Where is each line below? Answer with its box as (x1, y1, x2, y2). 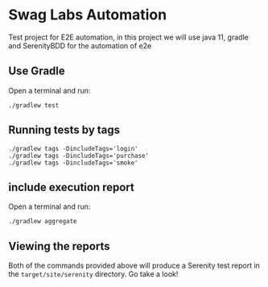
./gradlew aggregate (8, 218, 78, 226)
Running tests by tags (8, 123, 121, 137)
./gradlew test (8, 101, 60, 110)
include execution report (8, 180, 135, 194)
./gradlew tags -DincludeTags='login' (8, 144, 138, 152)
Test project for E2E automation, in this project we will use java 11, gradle (8, 32, 249, 42)
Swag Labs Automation (8, 6, 167, 24)
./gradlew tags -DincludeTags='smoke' (8, 159, 138, 167)
